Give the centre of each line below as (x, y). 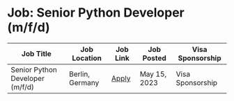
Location (87, 58)
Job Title (37, 53)
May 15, (153, 74)
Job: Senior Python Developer (96, 13)
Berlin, (79, 74)
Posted (155, 58)
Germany (84, 82)
